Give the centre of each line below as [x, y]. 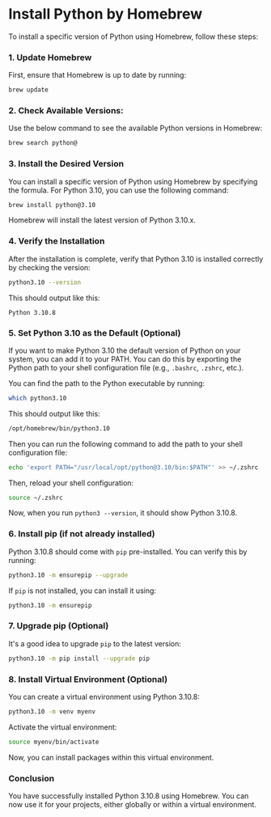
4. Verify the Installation [57, 241]
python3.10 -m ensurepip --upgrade [68, 575]
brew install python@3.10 [52, 205]
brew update [28, 90]
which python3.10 [38, 398]
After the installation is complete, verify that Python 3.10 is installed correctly [136, 259]
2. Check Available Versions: [66, 111]
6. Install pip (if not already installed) [82, 534]
